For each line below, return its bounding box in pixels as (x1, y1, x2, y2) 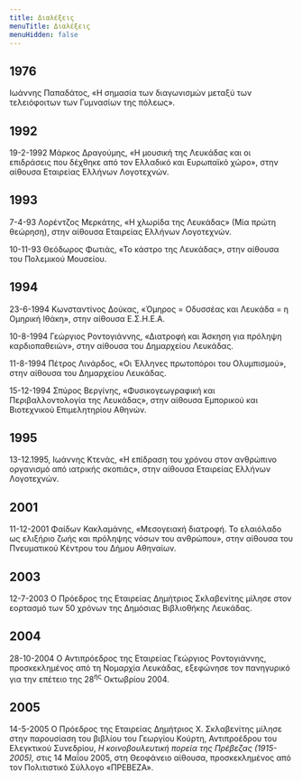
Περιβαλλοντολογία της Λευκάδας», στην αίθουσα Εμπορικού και (9, 394, 259, 405)
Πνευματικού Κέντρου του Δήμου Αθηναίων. (9, 543, 177, 554)
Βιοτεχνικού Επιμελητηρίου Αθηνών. (9, 404, 147, 415)
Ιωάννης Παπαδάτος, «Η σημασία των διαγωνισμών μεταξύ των (9, 88, 252, 99)
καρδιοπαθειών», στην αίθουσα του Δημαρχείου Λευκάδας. (9, 340, 234, 351)
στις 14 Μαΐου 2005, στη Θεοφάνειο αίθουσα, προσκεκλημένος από (35, 752, 291, 764)
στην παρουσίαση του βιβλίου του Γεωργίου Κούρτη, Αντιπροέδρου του (9, 733, 278, 744)
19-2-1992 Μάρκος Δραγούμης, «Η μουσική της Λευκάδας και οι (9, 147, 252, 158)
